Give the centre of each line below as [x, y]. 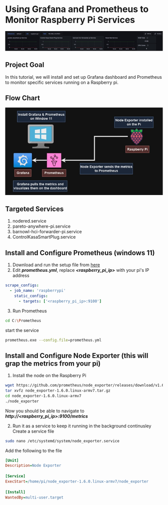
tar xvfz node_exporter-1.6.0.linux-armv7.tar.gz [58, 391]
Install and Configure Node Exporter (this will [77, 355]
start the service [22, 330]
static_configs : [31, 296]
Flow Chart [22, 98]
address [21, 276]
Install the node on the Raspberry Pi [49, 376]
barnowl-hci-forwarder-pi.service [47, 232]
